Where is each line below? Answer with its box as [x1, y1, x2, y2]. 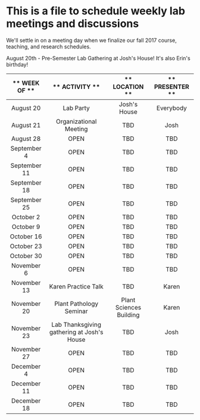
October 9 [11, 222, 40, 231]
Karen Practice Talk [49, 282, 104, 290]
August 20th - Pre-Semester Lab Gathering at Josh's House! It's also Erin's [6, 54, 190, 62]
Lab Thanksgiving [51, 320, 101, 329]
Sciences [115, 303, 142, 311]
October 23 [10, 242, 43, 250]
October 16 [10, 232, 43, 240]
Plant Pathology [54, 299, 99, 308]
